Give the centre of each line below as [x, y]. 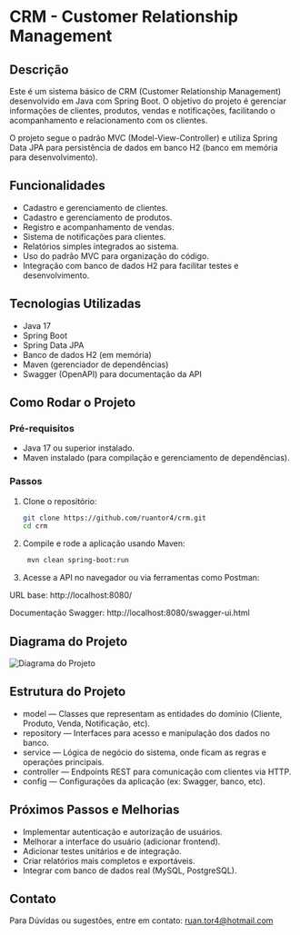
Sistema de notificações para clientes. [94, 236]
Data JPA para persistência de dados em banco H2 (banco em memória [144, 148]
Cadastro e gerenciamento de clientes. [95, 207]
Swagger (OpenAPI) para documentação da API [112, 373]
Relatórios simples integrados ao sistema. [100, 246]
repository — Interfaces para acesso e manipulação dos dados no [146, 732]
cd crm [35, 526]
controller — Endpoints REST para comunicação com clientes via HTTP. [157, 771]
